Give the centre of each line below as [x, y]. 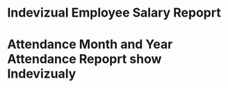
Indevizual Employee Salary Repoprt [114, 13]
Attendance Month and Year [90, 45]
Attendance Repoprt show [84, 59]
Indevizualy [42, 74]
